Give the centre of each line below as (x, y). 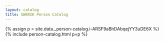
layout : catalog (22, 10)
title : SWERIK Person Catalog (37, 14)
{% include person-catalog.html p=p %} (46, 34)
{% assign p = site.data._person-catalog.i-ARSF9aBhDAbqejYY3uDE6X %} (82, 28)
